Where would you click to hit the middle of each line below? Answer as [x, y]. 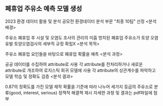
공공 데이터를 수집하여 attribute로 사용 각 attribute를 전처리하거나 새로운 [74, 64]
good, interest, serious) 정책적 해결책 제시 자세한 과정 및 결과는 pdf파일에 [81, 92]
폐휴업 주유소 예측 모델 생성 [43, 9]
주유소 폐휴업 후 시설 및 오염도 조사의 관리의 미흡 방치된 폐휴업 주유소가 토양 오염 [82, 37]
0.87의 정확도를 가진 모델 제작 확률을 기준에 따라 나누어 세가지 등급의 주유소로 [79, 87]
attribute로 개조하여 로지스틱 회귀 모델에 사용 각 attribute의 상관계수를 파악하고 [81, 70]
